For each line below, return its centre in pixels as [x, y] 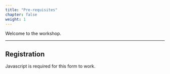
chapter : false [21, 15]
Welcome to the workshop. [33, 34]
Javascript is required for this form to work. [50, 66]
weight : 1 [16, 19]
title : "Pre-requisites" [31, 10]
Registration [25, 54]
